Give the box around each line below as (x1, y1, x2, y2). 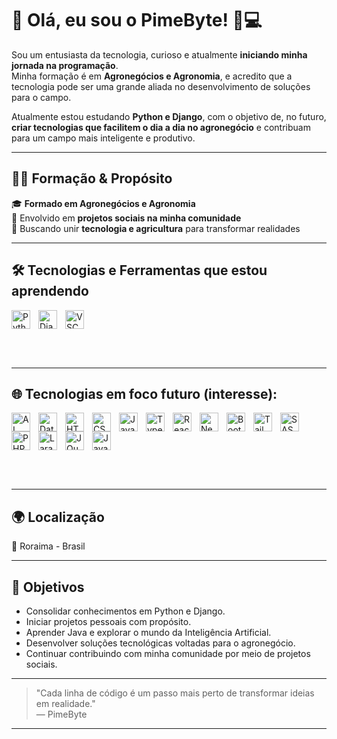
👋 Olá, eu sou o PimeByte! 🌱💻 (11, 9, 263, 32)
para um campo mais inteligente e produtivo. (11, 132, 196, 144)
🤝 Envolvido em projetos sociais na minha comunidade (11, 212, 242, 224)
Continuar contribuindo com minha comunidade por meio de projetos (25, 648, 311, 659)
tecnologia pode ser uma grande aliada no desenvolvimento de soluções (11, 80, 311, 92)
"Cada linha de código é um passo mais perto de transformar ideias (35, 687, 315, 699)
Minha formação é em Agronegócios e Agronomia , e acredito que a (11, 70, 293, 82)
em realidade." (35, 698, 96, 709)
